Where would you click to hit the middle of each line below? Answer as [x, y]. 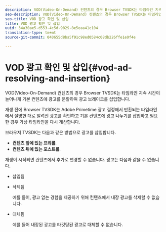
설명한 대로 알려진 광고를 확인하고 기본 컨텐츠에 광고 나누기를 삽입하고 [82, 116]
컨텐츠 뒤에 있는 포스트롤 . [36, 149]
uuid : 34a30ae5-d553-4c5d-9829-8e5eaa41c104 [52, 28]
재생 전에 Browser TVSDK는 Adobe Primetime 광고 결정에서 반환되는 [73, 109]
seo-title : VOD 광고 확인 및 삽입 [37, 19]
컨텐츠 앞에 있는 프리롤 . [34, 143]
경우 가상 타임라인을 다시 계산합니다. [45, 122]
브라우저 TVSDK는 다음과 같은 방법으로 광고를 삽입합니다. [61, 132]
